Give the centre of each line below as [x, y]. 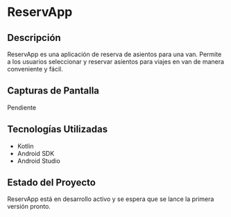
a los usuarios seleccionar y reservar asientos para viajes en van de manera [115, 62]
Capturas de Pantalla [53, 91]
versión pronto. [29, 207]
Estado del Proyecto [51, 183]
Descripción [34, 38]
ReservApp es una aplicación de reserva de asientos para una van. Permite [114, 54]
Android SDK [36, 153]
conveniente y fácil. [35, 69]
